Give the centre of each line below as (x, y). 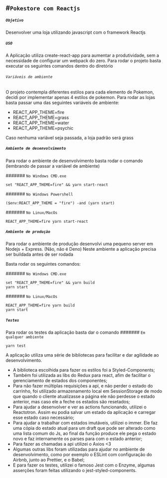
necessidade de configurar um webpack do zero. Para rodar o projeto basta (83, 61)
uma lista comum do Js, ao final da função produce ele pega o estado (84, 433)
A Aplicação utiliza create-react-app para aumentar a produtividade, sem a (83, 55)
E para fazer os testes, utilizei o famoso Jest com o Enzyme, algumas (84, 465)
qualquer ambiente (25, 337)
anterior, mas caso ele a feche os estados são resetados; (71, 402)
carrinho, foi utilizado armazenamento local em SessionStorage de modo (87, 391)
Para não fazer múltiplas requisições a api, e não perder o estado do (83, 386)
